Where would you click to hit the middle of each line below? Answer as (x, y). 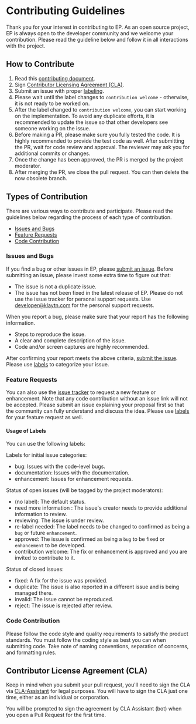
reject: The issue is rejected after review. (63, 605)
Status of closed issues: (35, 569)
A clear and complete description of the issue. (70, 340)
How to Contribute (40, 64)
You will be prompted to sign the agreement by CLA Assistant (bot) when (94, 709)
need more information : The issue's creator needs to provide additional (101, 508)
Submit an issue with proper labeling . (59, 91)
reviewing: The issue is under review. (59, 520)
